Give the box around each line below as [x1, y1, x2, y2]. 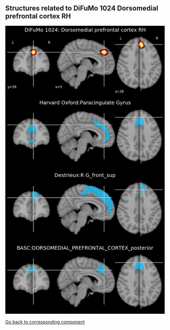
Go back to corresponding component [5, 319, 85, 325]
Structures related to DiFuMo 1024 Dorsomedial [5, 4, 158, 13]
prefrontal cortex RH [5, 12, 71, 21]
